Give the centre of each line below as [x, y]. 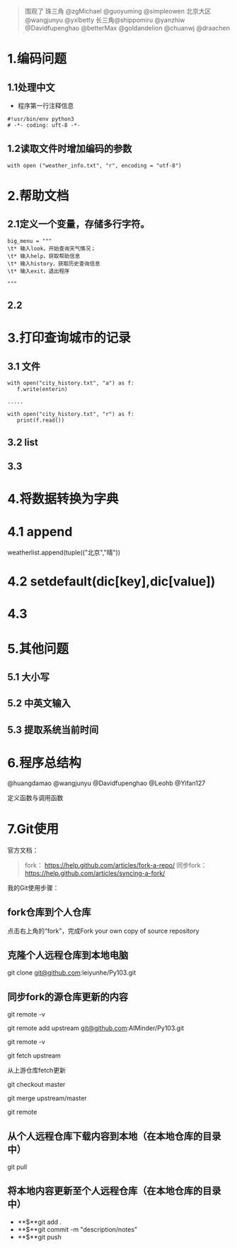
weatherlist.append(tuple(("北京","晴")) [64, 552]
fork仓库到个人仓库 [49, 913]
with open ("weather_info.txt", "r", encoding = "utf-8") [94, 165]
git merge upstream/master [47, 1098]
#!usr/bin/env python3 [41, 119]
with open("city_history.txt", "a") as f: [71, 383]
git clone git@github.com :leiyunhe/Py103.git [72, 973]
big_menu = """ [30, 241]
